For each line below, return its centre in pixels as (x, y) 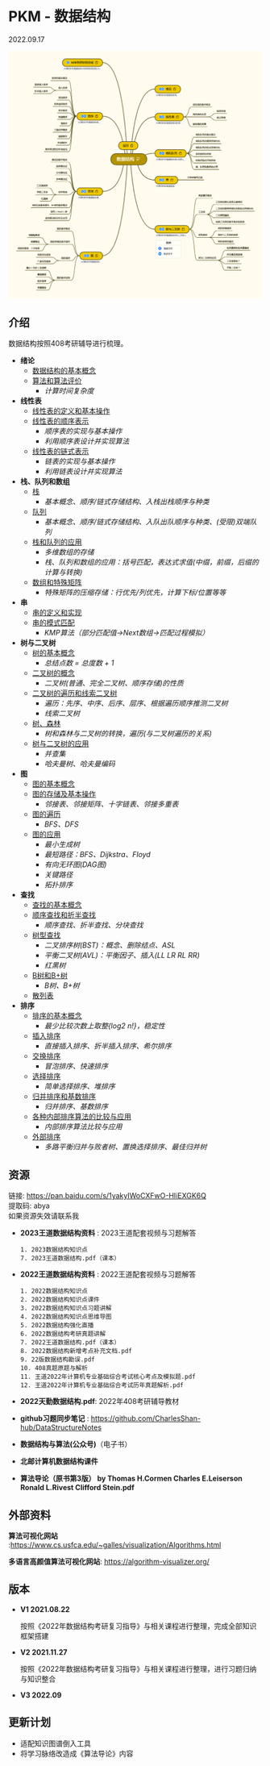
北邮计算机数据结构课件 (59, 1461)
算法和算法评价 (57, 381)
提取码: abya (29, 1206)
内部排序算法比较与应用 (83, 1127)
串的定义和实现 (57, 613)
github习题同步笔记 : (54, 1418)
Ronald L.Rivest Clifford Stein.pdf (77, 1488)
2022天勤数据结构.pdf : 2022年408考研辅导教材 (100, 1402)
